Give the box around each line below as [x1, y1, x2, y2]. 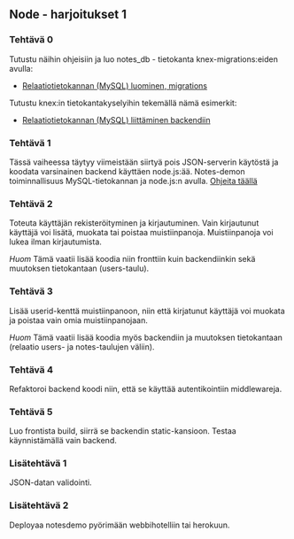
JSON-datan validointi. [9, 477, 92, 488]
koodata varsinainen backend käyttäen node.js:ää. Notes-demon [9, 166, 245, 176]
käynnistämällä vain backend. [9, 435, 117, 446]
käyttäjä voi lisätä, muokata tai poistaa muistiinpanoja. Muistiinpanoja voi [9, 227, 274, 238]
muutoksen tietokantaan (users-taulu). [9, 263, 150, 273]
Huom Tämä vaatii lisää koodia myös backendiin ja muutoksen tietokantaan [9, 332, 283, 343]
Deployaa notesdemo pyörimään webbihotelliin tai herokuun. [9, 520, 230, 530]
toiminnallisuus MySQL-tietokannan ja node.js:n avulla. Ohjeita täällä [9, 175, 259, 186]
